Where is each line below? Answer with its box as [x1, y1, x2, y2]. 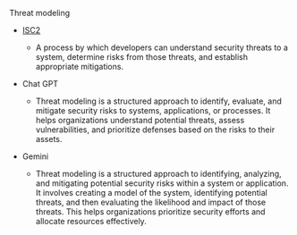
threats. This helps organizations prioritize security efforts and [35, 206, 266, 217]
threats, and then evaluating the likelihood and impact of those [35, 197, 267, 207]
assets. [35, 134, 63, 144]
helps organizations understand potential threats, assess [35, 115, 245, 125]
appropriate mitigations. [35, 62, 123, 71]
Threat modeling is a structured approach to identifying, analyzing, [35, 169, 282, 179]
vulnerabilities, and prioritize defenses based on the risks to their [35, 124, 276, 135]
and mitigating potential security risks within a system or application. [35, 178, 289, 189]
